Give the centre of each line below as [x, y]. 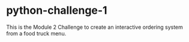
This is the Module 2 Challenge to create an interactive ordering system [94, 27]
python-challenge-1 [57, 10]
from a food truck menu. [36, 33]
